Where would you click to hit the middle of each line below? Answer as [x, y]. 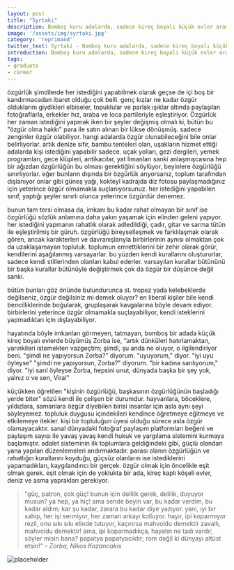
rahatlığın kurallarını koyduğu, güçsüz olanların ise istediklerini [96, 458]
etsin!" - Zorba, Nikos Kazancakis [73, 546]
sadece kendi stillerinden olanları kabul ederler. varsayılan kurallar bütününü [116, 261]
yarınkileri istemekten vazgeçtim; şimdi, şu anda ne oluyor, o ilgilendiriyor [112, 348]
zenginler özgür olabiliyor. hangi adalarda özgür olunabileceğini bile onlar [112, 136]
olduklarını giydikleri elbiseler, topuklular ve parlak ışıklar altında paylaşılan [114, 107]
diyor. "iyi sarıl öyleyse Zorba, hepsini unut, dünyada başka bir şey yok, [109, 370]
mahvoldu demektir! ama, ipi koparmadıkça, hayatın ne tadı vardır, [119, 531]
